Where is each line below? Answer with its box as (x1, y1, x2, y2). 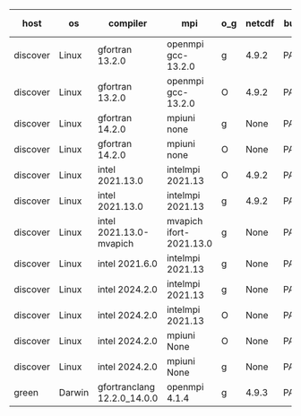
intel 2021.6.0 (97, 257, 159, 270)
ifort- (167, 226, 190, 238)
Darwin (58, 386, 90, 398)
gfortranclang (97, 381, 155, 393)
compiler (108, 17, 148, 30)
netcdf (245, 17, 275, 30)
